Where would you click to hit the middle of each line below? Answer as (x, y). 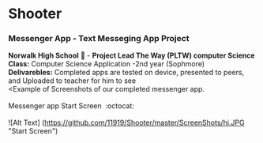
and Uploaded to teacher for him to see (72, 81)
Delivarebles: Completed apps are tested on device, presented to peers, (126, 73)
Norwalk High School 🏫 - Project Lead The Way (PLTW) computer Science (131, 55)
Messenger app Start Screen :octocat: (71, 106)
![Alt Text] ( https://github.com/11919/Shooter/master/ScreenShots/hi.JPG (126, 122)
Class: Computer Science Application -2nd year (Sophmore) (107, 64)
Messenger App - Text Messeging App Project (99, 39)
